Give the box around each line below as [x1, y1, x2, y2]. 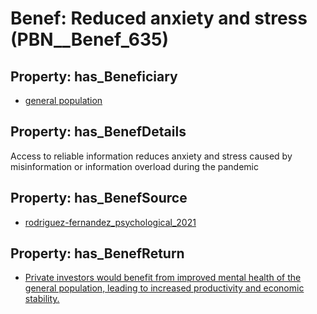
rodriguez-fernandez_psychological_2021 [24, 216, 197, 228]
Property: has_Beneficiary [10, 68, 178, 85]
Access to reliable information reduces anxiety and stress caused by [10, 150, 293, 162]
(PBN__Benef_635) [10, 28, 170, 51]
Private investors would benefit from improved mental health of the [24, 272, 302, 284]
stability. [24, 293, 60, 305]
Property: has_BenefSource [10, 190, 188, 207]
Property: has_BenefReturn [10, 245, 185, 262]
